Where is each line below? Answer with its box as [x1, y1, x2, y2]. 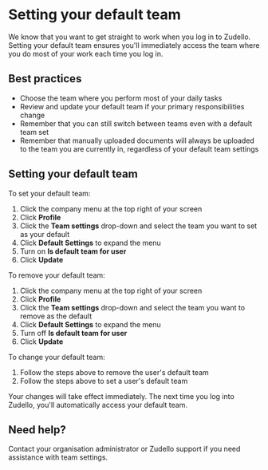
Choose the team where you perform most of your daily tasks [19, 93, 223, 103]
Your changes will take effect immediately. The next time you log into [8, 391, 235, 401]
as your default [19, 229, 70, 239]
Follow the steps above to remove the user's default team [19, 367, 209, 377]
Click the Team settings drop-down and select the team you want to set [19, 221, 258, 231]
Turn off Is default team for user [19, 328, 128, 338]
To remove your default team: [8, 270, 105, 280]
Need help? [8, 423, 66, 436]
